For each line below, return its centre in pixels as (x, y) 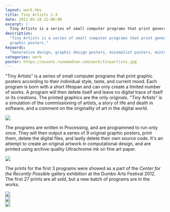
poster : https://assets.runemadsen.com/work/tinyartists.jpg (71, 62)
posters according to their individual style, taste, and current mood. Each (81, 81)
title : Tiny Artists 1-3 (31, 15)
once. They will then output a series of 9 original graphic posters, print (79, 133)
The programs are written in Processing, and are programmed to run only (81, 128)
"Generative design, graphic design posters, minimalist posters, (81, 52)
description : (19, 33)
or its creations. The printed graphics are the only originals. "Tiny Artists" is (84, 98)
